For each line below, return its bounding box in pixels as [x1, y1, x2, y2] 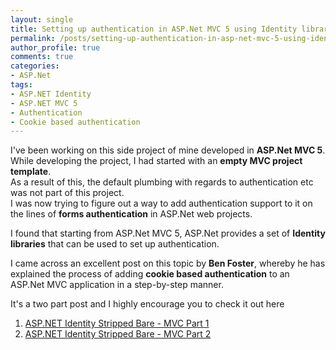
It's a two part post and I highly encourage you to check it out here [10, 298, 285, 310]
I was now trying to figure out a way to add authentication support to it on [10, 197, 313, 210]
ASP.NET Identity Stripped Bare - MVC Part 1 [24, 317, 210, 330]
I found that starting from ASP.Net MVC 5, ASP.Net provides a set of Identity [10, 227, 326, 240]
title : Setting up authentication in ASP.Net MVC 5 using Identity [10, 24, 298, 34]
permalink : [10, 33, 56, 43]
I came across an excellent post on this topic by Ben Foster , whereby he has [10, 257, 326, 270]
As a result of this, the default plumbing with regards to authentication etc [10, 176, 314, 188]
